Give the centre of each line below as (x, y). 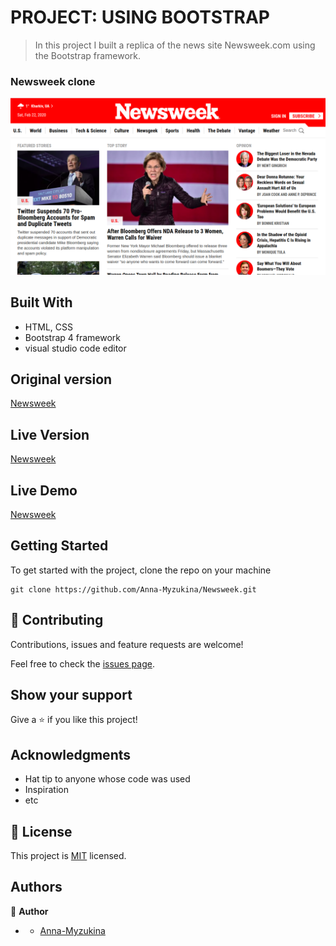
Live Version (50, 434)
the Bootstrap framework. (88, 55)
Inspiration (46, 790)
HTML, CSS (48, 327)
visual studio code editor (75, 348)
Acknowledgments (71, 754)
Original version (61, 379)
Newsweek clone (53, 81)
